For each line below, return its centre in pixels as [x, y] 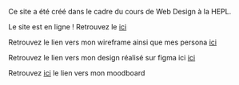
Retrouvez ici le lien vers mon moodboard [77, 73]
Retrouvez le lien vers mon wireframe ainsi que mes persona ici [113, 42]
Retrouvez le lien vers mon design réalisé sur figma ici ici [102, 58]
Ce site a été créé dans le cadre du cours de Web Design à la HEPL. [120, 12]
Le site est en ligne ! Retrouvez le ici [68, 27]
